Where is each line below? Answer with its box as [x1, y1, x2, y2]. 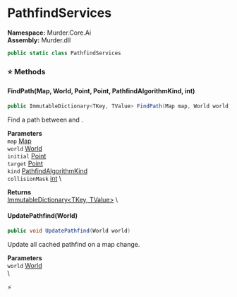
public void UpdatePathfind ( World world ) [7, 228, 131, 235]
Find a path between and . [7, 115, 83, 124]
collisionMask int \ [7, 174, 62, 182]
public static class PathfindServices [7, 49, 121, 57]
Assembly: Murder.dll [7, 35, 71, 44]
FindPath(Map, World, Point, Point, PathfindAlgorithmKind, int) [7, 87, 195, 95]
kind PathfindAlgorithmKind [7, 166, 88, 175]
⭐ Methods [7, 66, 46, 76]
